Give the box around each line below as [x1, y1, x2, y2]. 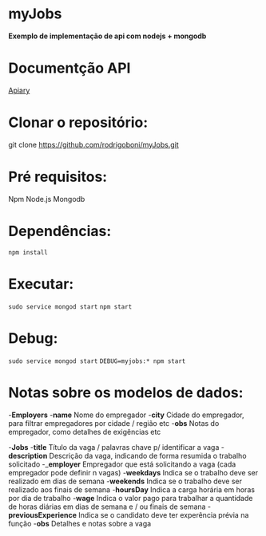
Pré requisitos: [8, 168, 108, 186]
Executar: [8, 274, 74, 293]
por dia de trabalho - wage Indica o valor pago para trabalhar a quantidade [8, 493, 253, 503]
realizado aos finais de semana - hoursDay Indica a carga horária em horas [8, 484, 256, 495]
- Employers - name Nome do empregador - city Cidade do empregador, [8, 410, 245, 420]
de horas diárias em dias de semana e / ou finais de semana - [8, 502, 212, 511]
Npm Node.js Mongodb [8, 194, 85, 203]
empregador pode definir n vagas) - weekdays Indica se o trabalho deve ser [8, 467, 258, 477]
